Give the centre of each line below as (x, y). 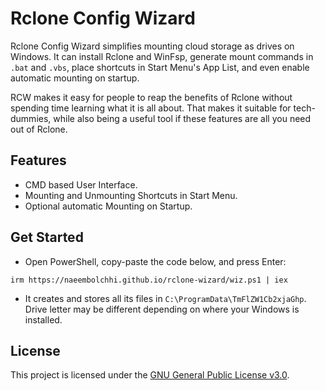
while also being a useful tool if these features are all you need (182, 118)
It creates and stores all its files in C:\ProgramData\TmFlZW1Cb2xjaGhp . (165, 298)
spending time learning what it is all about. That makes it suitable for (151, 108)
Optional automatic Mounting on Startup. (108, 206)
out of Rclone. (39, 129)
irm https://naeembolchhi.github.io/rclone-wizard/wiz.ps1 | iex (149, 280)
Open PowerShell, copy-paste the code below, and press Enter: (155, 261)
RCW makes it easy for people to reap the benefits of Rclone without (151, 97)
